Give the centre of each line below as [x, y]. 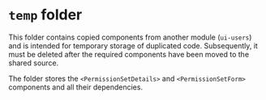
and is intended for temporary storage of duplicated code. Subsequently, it [133, 45]
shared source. [34, 63]
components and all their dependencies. [76, 87]
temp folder [45, 15]
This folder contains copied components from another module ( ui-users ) [130, 37]
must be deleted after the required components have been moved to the [129, 54]
